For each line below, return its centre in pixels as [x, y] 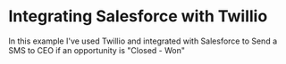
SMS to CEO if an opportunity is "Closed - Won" [97, 50]
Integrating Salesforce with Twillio [138, 16]
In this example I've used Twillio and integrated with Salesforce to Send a [143, 41]
